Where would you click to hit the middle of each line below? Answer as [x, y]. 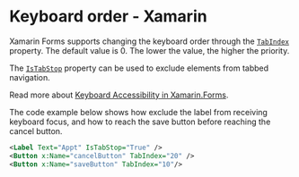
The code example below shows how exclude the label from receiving [138, 112]
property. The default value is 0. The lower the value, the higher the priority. [149, 50]
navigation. [30, 77]
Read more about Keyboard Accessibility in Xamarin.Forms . [119, 95]
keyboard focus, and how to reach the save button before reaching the [140, 122]
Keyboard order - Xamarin [109, 17]
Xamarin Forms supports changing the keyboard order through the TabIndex [149, 41]
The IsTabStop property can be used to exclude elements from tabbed [139, 68]
